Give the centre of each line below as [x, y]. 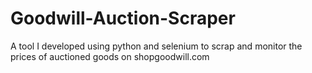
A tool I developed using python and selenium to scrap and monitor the [156, 46]
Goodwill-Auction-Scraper [123, 18]
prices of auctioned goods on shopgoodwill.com [110, 56]
